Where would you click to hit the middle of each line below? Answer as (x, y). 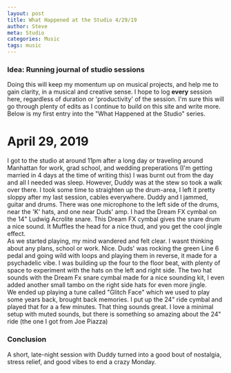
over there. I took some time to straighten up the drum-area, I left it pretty (111, 190)
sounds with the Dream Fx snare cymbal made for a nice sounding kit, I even (116, 278)
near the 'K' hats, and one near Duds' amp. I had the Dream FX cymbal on (112, 212)
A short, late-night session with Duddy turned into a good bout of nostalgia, (114, 354)
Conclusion (27, 339)
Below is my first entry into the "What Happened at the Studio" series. (106, 114)
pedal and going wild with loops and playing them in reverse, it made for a (112, 256)
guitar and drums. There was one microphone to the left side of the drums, (113, 204)
